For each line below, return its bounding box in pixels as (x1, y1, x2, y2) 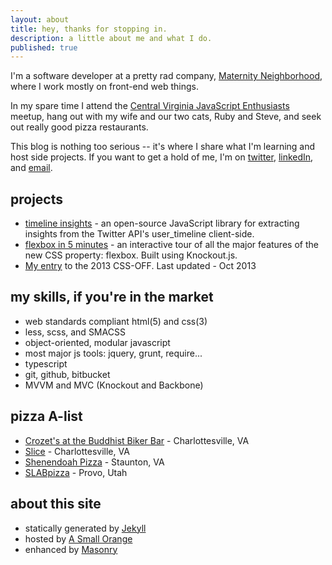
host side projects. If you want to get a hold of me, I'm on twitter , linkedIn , (10, 151, 314, 163)
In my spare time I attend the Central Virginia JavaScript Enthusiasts (10, 100, 290, 112)
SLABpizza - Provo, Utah (24, 466, 128, 478)
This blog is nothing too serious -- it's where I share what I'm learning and (10, 141, 316, 153)
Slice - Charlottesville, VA (24, 445, 130, 457)
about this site (10, 496, 102, 513)
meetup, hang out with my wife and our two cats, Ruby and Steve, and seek (10, 111, 322, 123)
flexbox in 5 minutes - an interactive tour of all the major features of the (24, 239, 319, 251)
